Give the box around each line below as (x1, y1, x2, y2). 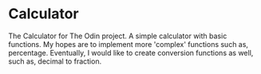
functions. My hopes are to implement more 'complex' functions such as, (8, 39, 249, 49)
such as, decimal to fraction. (8, 56, 102, 66)
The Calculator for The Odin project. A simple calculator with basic (8, 31, 227, 41)
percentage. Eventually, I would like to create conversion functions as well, (8, 48, 254, 57)
